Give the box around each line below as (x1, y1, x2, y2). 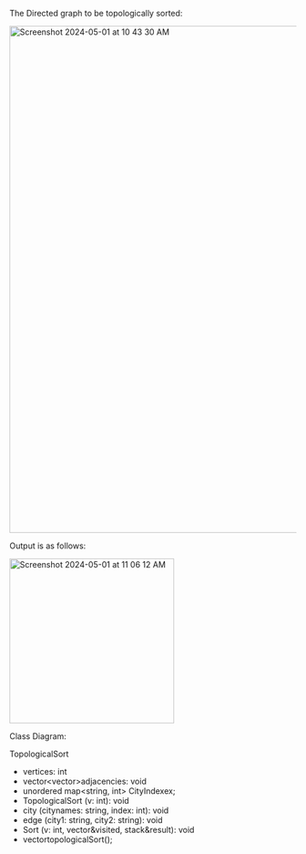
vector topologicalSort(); (22, 834, 113, 845)
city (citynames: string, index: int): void (22, 805, 169, 816)
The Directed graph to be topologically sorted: (9, 8, 183, 18)
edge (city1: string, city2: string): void (22, 815, 163, 825)
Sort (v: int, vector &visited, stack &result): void (22, 825, 195, 835)
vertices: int (22, 766, 67, 776)
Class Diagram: (9, 731, 66, 742)
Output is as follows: (9, 540, 87, 551)
